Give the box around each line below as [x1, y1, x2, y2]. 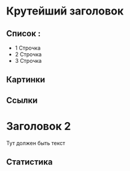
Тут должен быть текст [6, 139, 66, 146]
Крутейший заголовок [6, 4, 124, 18]
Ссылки [6, 95, 38, 105]
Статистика [6, 157, 53, 167]
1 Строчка [14, 44, 41, 51]
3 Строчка [14, 57, 42, 64]
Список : [6, 28, 41, 39]
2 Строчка [14, 51, 42, 58]
